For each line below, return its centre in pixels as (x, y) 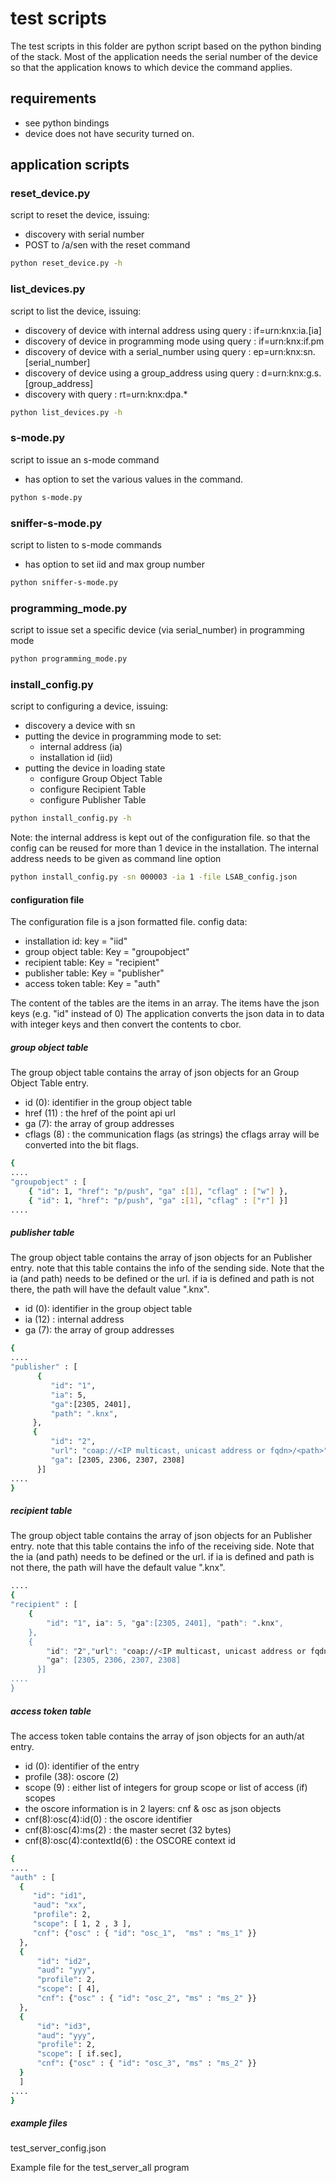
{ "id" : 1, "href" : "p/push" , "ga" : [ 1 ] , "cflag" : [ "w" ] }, (158, 1191)
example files (39, 2123)
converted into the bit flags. (81, 1145)
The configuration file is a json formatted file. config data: (129, 922)
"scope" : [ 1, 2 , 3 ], (82, 1924)
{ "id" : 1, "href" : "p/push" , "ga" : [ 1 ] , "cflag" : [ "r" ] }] (158, 1200)
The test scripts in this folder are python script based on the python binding (166, 46)
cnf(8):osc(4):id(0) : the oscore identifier (108, 1819)
